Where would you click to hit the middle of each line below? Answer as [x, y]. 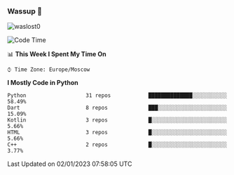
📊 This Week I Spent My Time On [57, 54]
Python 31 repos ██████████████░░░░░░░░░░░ [117, 96]
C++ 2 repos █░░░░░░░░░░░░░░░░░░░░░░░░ [117, 145]
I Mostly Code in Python [43, 83]
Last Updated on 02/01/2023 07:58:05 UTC [70, 164]
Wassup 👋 [25, 11]
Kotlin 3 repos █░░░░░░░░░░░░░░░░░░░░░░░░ [117, 120]
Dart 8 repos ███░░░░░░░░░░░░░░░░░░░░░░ [117, 108]
